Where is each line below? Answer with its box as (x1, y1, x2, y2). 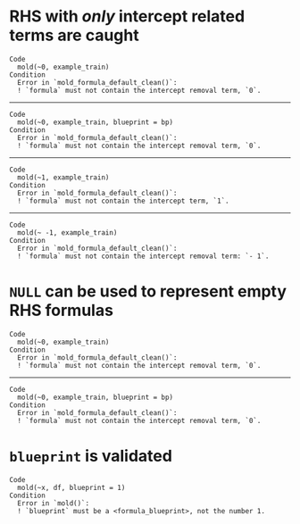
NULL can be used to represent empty (9, 281, 287, 302)
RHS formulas (9, 301, 114, 320)
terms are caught (9, 25, 140, 46)
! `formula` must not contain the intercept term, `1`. (17, 196, 229, 205)
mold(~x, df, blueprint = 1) (17, 483, 126, 492)
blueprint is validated (9, 446, 172, 466)
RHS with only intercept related (9, 6, 246, 27)
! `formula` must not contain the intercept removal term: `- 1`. (17, 252, 270, 261)
